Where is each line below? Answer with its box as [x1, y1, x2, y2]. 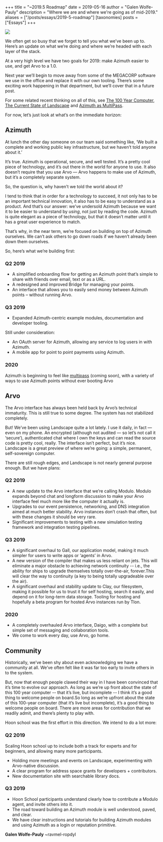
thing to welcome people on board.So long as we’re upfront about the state [5, 695, 155, 701]
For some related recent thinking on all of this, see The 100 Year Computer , [5, 97, 155, 103]
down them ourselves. [5, 238, 49, 245]
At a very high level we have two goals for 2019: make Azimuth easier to [5, 58, 149, 64]
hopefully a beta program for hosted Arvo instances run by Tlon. [12, 599, 141, 605]
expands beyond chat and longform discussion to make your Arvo [12, 493, 144, 499]
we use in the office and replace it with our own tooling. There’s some [5, 78, 144, 83]
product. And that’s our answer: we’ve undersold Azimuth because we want [5, 203, 156, 209]
